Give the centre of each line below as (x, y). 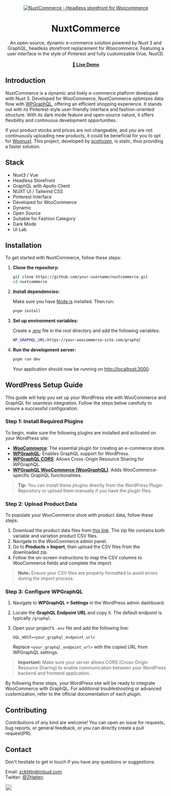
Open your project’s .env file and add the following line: (71, 628)
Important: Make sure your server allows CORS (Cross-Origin (83, 662)
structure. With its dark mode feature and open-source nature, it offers (80, 115)
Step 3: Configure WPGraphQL (44, 592)
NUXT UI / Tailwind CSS (38, 191)
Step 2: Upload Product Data (41, 504)
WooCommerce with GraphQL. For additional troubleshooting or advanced (83, 688)
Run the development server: (44, 350)
